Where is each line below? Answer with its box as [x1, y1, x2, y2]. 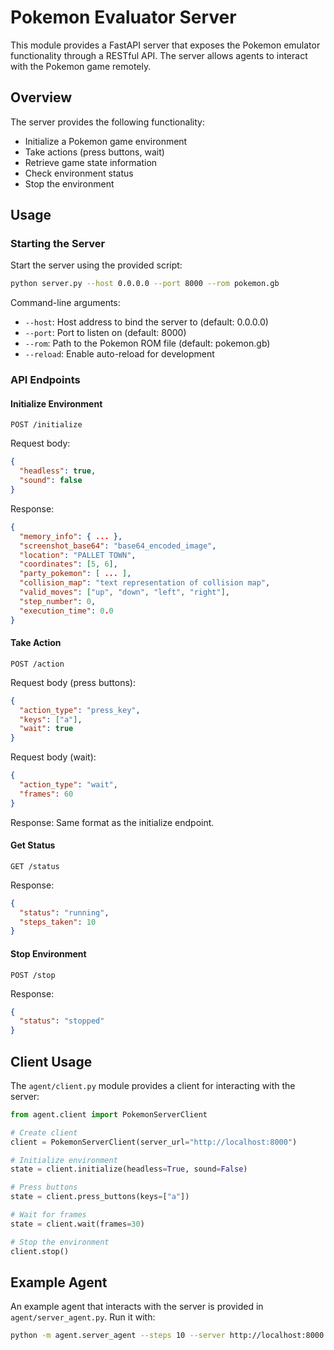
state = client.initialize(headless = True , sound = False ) [10, 1164, 248, 1175]
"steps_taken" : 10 [19, 917, 97, 927]
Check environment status [24, 167, 134, 179]
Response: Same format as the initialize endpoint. [10, 816, 215, 828]
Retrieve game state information [24, 156, 158, 168]
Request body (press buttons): [10, 676, 136, 688]
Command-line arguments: [10, 297, 121, 309]
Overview [10, 89, 73, 106]
